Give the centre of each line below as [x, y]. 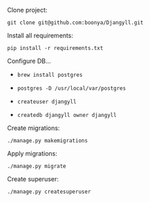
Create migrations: [34, 128]
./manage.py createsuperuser [49, 192]
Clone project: [27, 10]
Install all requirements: [40, 35]
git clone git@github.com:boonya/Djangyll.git [75, 23]
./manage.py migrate [37, 166]
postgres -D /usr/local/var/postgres [72, 89]
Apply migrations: [32, 154]
